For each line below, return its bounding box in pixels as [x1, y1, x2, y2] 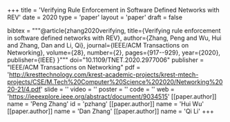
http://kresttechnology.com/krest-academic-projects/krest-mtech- [9, 70, 199, 79]
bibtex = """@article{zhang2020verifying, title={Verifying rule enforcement [7, 27, 221, 34]
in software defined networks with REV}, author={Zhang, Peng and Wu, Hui [7, 34, 222, 42]
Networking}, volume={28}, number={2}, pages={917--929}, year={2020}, [7, 48, 221, 57]
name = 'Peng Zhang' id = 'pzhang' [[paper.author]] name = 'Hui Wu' [7, 100, 204, 108]
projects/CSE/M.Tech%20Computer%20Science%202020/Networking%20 [7, 78, 223, 85]
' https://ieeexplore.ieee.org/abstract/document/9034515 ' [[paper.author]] [7, 92, 217, 101]
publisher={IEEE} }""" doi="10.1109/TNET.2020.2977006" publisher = [7, 56, 204, 64]
